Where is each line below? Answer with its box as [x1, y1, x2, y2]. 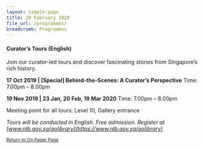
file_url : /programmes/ [6, 20, 67, 26]
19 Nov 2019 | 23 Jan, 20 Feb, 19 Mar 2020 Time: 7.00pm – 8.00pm [6, 95, 178, 103]
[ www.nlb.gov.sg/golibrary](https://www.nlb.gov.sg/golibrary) [6, 125, 163, 133]
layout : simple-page [6, 9, 59, 15]
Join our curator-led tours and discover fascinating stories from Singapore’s [6, 59, 198, 66]
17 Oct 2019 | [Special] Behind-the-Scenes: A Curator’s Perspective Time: [6, 77, 198, 84]
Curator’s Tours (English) [6, 45, 72, 52]
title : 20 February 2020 [6, 15, 70, 21]
